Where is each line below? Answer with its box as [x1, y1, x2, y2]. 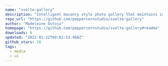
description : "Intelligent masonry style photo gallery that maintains [5, 12, 157, 17]
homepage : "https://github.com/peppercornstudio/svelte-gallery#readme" [5, 26, 160, 31]
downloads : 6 [5, 30, 32, 35]
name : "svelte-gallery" [5, 7, 55, 12]
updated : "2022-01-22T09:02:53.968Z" [5, 35, 84, 40]
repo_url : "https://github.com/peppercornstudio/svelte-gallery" [5, 16, 144, 21]
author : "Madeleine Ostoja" [5, 21, 64, 26]
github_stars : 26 [5, 40, 41, 45]
